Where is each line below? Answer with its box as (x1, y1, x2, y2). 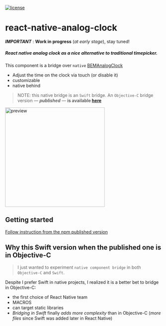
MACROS (12, 299, 32, 305)
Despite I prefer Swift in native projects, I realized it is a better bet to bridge (5, 279, 159, 285)
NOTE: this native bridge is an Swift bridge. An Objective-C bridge (17, 92, 154, 98)
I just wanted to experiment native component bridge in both (17, 264, 141, 270)
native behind (12, 82, 41, 88)
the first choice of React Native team (12, 294, 88, 300)
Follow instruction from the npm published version (5, 229, 108, 235)
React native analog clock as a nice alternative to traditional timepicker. (5, 50, 158, 56)
